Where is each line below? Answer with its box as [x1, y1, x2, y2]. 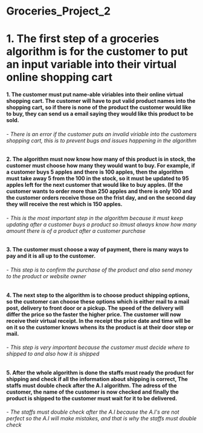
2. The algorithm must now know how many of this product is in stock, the [6, 155, 196, 163]
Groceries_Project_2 [6, 4, 111, 18]
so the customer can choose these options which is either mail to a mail [6, 298, 190, 305]
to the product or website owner [6, 272, 86, 279]
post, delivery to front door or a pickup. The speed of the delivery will [6, 304, 184, 311]
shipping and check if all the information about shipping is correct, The [6, 375, 188, 382]
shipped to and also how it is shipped [6, 350, 100, 357]
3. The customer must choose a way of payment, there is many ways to [6, 246, 189, 253]
